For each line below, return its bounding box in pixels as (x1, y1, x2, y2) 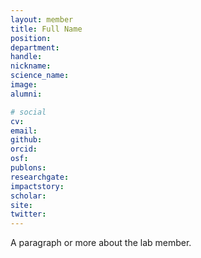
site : (10, 200, 33, 210)
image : (10, 80, 38, 90)
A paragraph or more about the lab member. (10, 237, 192, 249)
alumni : (10, 89, 43, 99)
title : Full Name (10, 24, 83, 34)
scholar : (10, 191, 47, 201)
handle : (10, 52, 43, 62)
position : (10, 33, 52, 43)
